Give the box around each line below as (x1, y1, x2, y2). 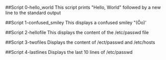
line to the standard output (5, 10, 61, 16)
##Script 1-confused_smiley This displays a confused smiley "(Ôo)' (5, 20, 147, 25)
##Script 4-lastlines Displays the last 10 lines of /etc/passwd (5, 49, 133, 55)
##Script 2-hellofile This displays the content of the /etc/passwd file (5, 29, 149, 35)
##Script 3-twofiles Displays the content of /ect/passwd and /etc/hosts (5, 39, 155, 45)
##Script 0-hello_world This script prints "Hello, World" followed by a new (5, 5, 161, 10)
